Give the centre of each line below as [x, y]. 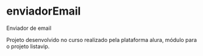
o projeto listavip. [28, 46]
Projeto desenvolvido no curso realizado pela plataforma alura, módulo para [101, 40]
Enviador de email [29, 28]
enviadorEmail [44, 11]
